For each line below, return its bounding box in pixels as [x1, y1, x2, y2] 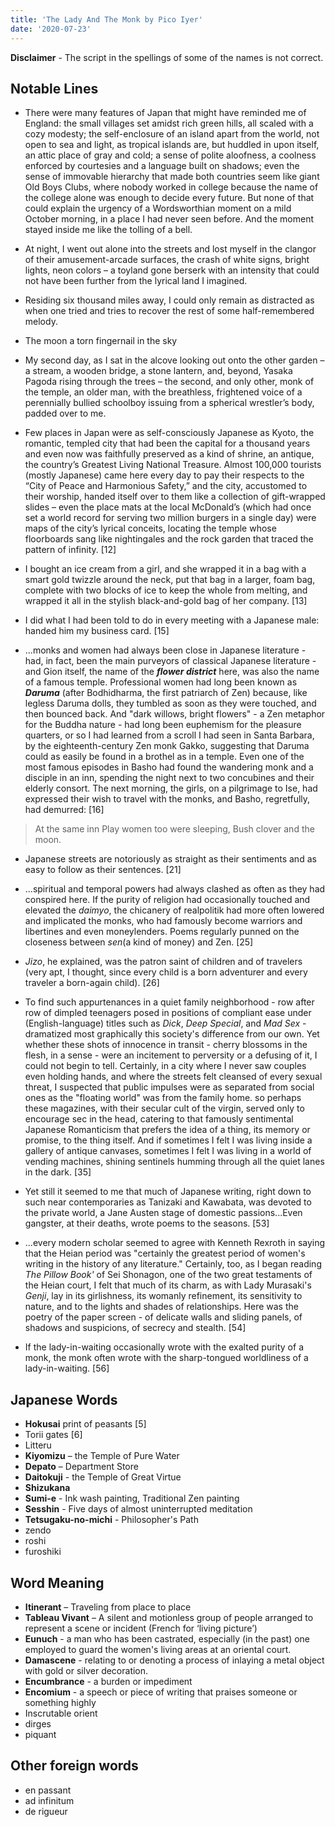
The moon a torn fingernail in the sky [24, 335, 178, 347]
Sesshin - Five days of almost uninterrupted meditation [24, 1503, 253, 1515]
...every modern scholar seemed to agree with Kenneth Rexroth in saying [24, 1237, 326, 1249]
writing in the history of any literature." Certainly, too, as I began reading [24, 1258, 322, 1270]
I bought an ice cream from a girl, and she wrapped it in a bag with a [24, 563, 307, 575]
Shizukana [24, 1482, 71, 1494]
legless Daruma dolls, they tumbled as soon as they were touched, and [24, 697, 317, 710]
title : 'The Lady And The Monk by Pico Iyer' [10, 14, 203, 25]
